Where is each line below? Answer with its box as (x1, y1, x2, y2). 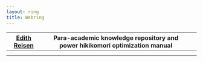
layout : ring (6, 8, 39, 15)
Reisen (13, 41, 34, 49)
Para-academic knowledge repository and (53, 34, 179, 42)
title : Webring (6, 14, 45, 20)
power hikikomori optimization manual (59, 41, 173, 49)
